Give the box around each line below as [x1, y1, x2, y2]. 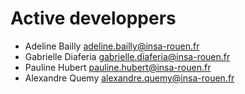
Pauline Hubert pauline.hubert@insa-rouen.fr [24, 61, 212, 73]
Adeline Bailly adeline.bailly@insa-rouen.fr [24, 40, 200, 52]
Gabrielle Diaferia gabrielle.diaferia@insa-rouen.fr [24, 50, 231, 62]
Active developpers [10, 7, 177, 30]
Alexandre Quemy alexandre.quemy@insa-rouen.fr [24, 72, 235, 84]
